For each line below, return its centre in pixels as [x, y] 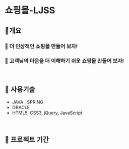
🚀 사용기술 [20, 90]
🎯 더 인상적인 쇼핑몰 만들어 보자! [41, 46]
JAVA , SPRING [28, 102]
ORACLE [21, 107]
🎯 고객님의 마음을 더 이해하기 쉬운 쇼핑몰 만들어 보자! [64, 61]
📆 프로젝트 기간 [27, 140]
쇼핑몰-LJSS [30, 10]
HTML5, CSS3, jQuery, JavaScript [47, 113]
